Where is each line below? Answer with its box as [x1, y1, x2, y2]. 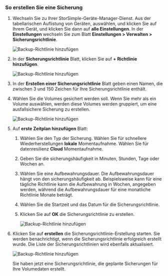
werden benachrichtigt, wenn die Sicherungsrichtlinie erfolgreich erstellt [12, 236, 161, 242]
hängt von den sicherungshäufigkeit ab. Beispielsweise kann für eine [19, 176, 162, 182]
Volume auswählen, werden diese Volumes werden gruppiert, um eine [12, 101, 157, 107]
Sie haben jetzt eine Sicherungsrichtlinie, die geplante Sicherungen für [12, 260, 158, 266]
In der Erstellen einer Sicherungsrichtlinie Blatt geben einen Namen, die [12, 80, 163, 86]
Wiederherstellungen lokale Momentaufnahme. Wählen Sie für [19, 140, 149, 146]
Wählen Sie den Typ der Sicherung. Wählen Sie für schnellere [19, 135, 147, 141]
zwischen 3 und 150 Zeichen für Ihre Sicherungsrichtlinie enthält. [12, 86, 146, 92]
